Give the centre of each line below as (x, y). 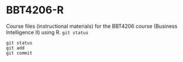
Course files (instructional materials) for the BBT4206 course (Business (92, 26)
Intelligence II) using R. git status (47, 32)
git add (15, 48)
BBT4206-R (35, 10)
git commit (19, 53)
